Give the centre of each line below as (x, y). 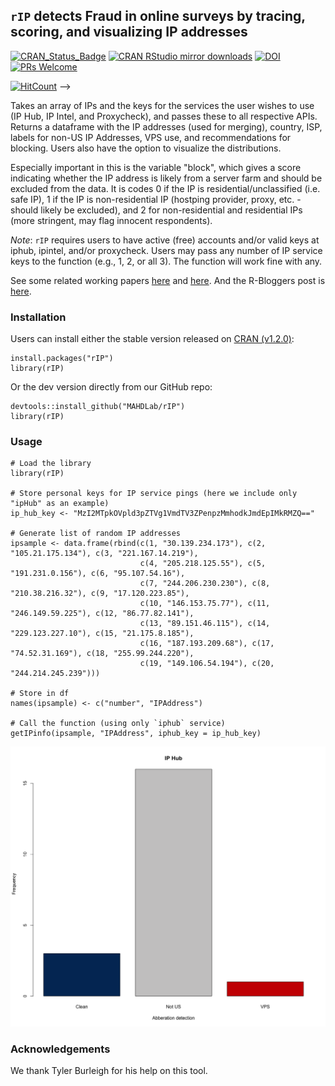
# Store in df (40, 694)
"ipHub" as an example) (60, 504)
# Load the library (51, 464)
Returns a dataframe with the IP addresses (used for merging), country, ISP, (166, 126)
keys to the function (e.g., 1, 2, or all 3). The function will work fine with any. (166, 261)
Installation (38, 317)
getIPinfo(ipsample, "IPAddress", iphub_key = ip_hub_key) (136, 734)
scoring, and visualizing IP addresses (129, 32)
